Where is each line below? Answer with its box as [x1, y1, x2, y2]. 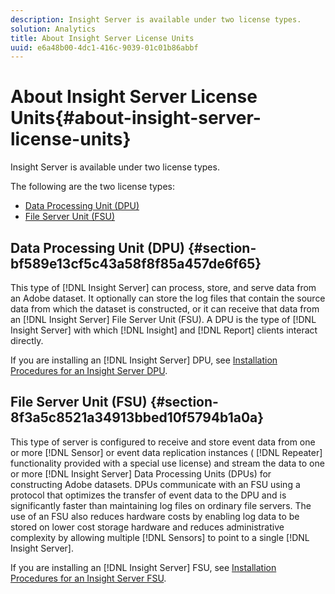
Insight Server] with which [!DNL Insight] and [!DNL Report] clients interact [10, 324, 318, 336]
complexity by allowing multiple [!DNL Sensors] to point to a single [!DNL [10, 531, 310, 543]
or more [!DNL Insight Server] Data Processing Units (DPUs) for [10, 467, 272, 480]
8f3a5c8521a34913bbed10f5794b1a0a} [10, 409, 265, 426]
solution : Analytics [10, 24, 97, 34]
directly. [10, 335, 44, 346]
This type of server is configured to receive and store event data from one [10, 436, 316, 448]
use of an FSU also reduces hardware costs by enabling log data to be [10, 510, 300, 522]
